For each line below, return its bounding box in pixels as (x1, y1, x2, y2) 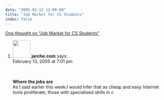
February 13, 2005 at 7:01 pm (12, 58, 73, 64)
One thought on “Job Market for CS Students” (5, 30, 100, 36)
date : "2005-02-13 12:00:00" (5, 7, 66, 12)
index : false (5, 16, 33, 21)
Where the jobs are (12, 78, 54, 85)
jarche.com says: (31, 53, 68, 59)
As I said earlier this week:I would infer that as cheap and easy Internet (12, 84, 159, 90)
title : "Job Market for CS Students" (5, 12, 84, 17)
